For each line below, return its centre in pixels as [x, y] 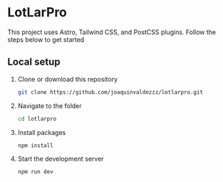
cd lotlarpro [37, 119]
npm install [35, 145]
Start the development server [61, 159]
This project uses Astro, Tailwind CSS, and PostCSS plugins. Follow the [112, 32]
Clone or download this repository [68, 79]
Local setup [34, 62]
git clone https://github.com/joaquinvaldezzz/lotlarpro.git [110, 92]
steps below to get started [46, 39]
